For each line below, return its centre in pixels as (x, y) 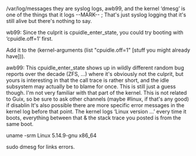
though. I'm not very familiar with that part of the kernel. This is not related (97, 93)
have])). (16, 56)
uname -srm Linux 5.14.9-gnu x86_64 (51, 135)
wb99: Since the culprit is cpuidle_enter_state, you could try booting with (95, 32)
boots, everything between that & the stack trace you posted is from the (94, 118)
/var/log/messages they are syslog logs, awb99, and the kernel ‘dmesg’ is (96, 9)
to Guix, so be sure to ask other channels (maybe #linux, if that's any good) (98, 99)
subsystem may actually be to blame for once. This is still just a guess (91, 87)
